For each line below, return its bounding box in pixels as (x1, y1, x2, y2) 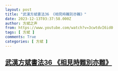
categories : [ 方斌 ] (5, 39, 48, 44)
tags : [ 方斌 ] (5, 30, 35, 35)
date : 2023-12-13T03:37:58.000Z (5, 16, 71, 21)
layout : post (5, 7, 32, 12)
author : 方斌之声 (5, 21, 38, 26)
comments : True (5, 35, 36, 40)
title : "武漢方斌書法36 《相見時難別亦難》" (5, 12, 87, 17)
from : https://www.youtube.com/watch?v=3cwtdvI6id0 (5, 25, 113, 30)
